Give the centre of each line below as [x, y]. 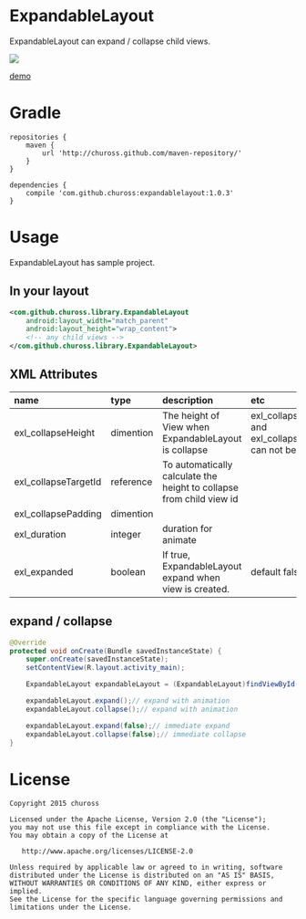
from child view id [200, 498]
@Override [28, 642]
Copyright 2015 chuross [55, 804]
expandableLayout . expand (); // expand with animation [128, 701]
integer [126, 534]
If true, [177, 555]
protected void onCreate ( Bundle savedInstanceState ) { [116, 651]
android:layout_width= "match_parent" [97, 320]
